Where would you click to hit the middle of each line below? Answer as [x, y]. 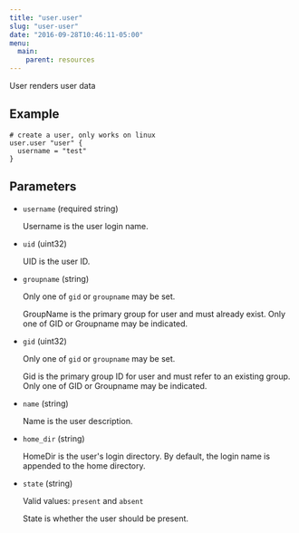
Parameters [43, 187]
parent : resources [60, 60]
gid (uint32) [45, 341]
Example [34, 114]
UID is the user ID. [56, 261]
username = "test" [53, 150]
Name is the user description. [77, 421]
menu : [19, 43]
